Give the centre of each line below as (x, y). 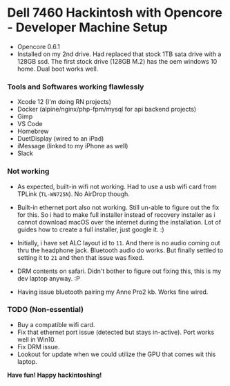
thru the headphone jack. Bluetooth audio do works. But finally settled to (120, 250)
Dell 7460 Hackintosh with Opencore (115, 13)
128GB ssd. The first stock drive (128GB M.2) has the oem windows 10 (117, 61)
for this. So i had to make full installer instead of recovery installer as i (116, 214)
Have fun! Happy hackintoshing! (55, 375)
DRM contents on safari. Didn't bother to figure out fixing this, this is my (119, 271)
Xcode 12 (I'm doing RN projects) (64, 102)
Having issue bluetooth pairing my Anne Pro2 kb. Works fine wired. (113, 292)
